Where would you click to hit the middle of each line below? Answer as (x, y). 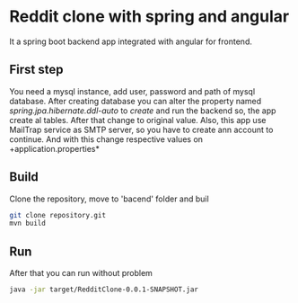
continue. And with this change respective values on (106, 139)
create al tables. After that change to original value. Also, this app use (138, 120)
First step (36, 70)
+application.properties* (55, 148)
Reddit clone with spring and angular (149, 17)
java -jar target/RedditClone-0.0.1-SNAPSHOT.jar (104, 290)
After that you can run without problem (81, 273)
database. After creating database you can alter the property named (136, 101)
